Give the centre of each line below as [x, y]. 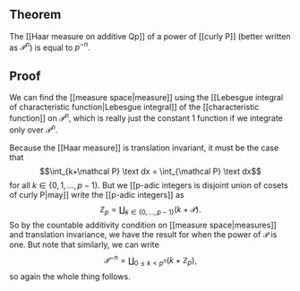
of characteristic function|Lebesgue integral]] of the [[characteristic [134, 107]
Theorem [35, 15]
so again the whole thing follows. [70, 276]
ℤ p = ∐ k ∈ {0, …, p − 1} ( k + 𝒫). [150, 210]
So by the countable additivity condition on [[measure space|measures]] [143, 225]
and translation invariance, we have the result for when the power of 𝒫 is [143, 235]
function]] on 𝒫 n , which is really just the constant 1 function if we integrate [146, 117]
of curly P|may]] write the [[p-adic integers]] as [97, 194]
